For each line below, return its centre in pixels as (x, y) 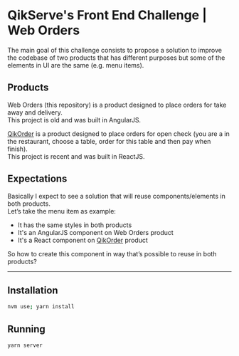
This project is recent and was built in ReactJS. (76, 156)
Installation (33, 290)
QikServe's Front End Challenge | (107, 15)
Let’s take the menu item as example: (62, 211)
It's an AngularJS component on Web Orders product (96, 232)
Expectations (37, 179)
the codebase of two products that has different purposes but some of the (116, 58)
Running (27, 329)
